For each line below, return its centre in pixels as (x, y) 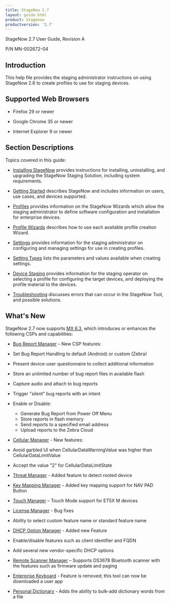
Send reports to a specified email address (65, 424)
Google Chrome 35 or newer (43, 121)
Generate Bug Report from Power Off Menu (66, 413)
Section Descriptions (40, 148)
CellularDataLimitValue (37, 455)
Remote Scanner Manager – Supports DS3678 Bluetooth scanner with (86, 560)
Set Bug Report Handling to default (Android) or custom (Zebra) (80, 354)
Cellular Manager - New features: (48, 440)
